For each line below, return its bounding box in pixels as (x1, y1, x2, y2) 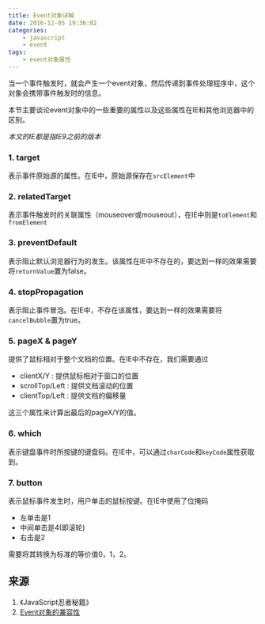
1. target (8, 152, 40, 163)
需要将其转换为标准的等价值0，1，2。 (8, 549, 131, 558)
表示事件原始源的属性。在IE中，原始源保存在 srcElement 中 (8, 171, 195, 180)
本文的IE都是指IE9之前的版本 (8, 131, 101, 141)
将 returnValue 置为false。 (8, 266, 91, 275)
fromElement (8, 219, 47, 227)
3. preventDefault (8, 237, 78, 248)
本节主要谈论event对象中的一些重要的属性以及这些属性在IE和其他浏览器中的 (8, 104, 255, 115)
